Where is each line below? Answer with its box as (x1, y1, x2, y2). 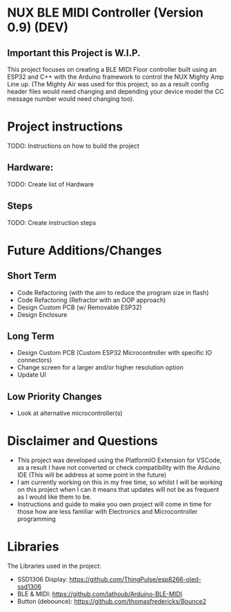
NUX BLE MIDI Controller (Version (7, 5, 203, 21)
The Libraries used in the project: (7, 562, 101, 571)
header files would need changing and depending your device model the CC (7, 88, 224, 95)
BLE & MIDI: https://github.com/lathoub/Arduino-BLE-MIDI (17, 590, 183, 598)
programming (17, 515, 57, 523)
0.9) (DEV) (7, 19, 69, 35)
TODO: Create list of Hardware (7, 180, 94, 188)
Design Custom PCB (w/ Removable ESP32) (17, 303, 143, 312)
